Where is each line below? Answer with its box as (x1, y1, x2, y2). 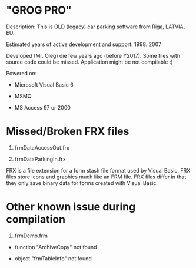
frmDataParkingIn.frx (14, 155, 66, 163)
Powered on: (6, 70, 37, 77)
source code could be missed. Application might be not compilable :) (6, 58, 173, 65)
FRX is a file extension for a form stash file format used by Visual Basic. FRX (6, 167, 191, 174)
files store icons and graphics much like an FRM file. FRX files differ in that (6, 173, 187, 180)
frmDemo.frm (14, 232, 48, 239)
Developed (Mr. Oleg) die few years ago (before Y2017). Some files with (6, 52, 181, 59)
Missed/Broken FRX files (6, 125, 129, 138)
